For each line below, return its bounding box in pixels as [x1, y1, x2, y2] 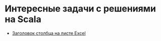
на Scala [5, 13, 41, 25]
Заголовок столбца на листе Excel [12, 30, 86, 36]
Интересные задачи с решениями [5, 3, 156, 14]
